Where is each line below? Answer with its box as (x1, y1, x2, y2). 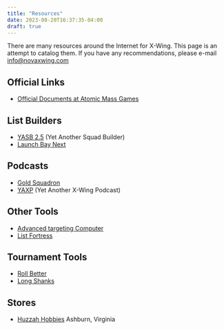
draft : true (7, 23, 41, 30)
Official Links (7, 76, 65, 88)
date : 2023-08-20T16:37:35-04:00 (7, 17, 103, 23)
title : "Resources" (7, 10, 63, 17)
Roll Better (17, 269, 47, 278)
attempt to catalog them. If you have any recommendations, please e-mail (7, 49, 217, 57)
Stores (7, 297, 37, 309)
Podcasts (7, 160, 49, 172)
